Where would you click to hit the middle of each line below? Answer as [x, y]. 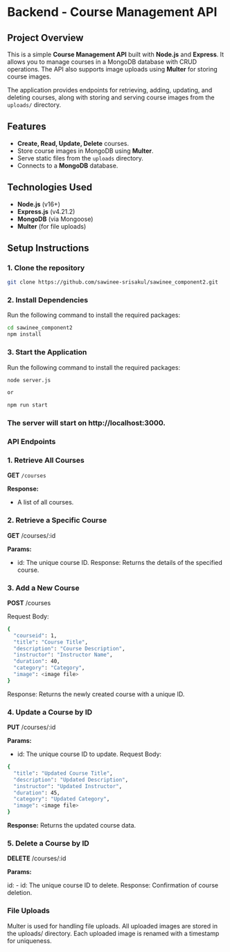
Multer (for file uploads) [52, 226]
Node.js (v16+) [39, 204]
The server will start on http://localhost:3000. [87, 423]
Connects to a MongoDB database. [68, 165]
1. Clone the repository [46, 268]
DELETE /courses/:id [37, 858]
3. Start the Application [47, 352]
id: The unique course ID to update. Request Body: [89, 754]
